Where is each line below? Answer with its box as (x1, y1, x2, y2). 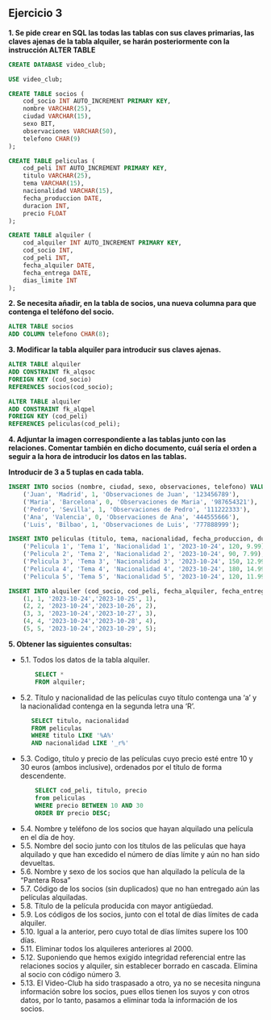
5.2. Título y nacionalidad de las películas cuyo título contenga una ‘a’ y (19, 692, 257, 702)
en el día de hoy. (19, 832, 75, 842)
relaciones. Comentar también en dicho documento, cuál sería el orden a (8, 443, 257, 453)
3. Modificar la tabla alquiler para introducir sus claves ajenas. (8, 345, 222, 354)
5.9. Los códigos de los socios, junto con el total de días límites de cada (19, 909, 259, 919)
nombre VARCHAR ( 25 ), (23, 105, 92, 113)
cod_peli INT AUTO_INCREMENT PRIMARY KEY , (23, 165, 168, 173)
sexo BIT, (23, 120, 56, 128)
